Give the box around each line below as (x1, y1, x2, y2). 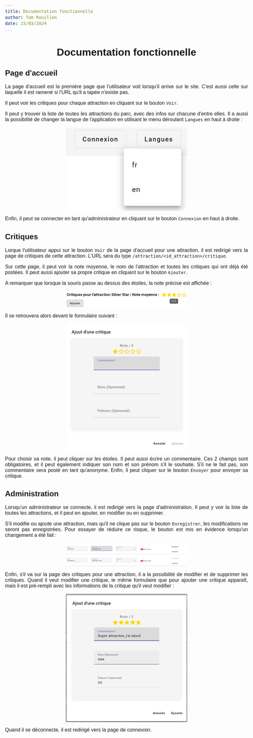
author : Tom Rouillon (5, 15, 57, 20)
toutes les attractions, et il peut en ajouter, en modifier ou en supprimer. (5, 510, 164, 516)
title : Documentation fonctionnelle (5, 9, 94, 14)
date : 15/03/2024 (5, 21, 47, 26)
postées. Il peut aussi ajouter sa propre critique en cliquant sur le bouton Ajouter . (5, 269, 188, 275)
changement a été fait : (5, 532, 57, 538)
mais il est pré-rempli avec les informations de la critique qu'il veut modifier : (5, 583, 175, 589)
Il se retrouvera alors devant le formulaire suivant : (5, 313, 117, 319)
